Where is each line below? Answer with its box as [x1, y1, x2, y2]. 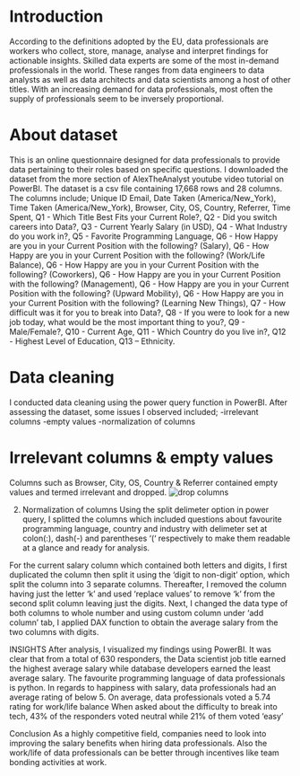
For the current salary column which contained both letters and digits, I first [9, 560, 288, 570]
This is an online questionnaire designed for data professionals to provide [9, 154, 280, 165]
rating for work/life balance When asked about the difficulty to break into [9, 701, 278, 711]
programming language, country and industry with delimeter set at [21, 523, 268, 533]
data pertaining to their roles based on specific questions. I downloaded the [9, 163, 289, 174]
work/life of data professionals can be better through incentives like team [9, 747, 279, 758]
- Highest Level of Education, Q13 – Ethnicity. [9, 335, 176, 347]
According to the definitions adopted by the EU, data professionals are [9, 36, 269, 47]
